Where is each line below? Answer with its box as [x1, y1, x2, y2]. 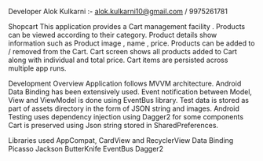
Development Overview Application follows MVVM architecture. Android [8, 79, 242, 88]
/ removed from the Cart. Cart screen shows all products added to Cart [8, 47, 238, 56]
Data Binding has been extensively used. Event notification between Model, [8, 87, 253, 97]
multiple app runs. [8, 64, 67, 73]
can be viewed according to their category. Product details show [8, 31, 217, 39]
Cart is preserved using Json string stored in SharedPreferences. [8, 121, 218, 130]
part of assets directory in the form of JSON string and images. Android [8, 104, 239, 113]
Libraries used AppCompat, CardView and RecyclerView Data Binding [8, 136, 234, 145]
